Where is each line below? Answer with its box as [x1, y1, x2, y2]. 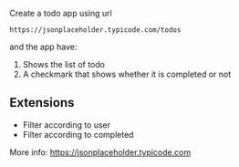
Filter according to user [22, 119, 111, 130]
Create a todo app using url [9, 8, 112, 18]
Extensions [9, 95, 75, 110]
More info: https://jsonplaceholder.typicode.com [9, 146, 192, 158]
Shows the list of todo [22, 59, 105, 69]
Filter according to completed [22, 129, 134, 140]
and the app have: [9, 41, 78, 52]
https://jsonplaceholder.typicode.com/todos [9, 26, 182, 35]
